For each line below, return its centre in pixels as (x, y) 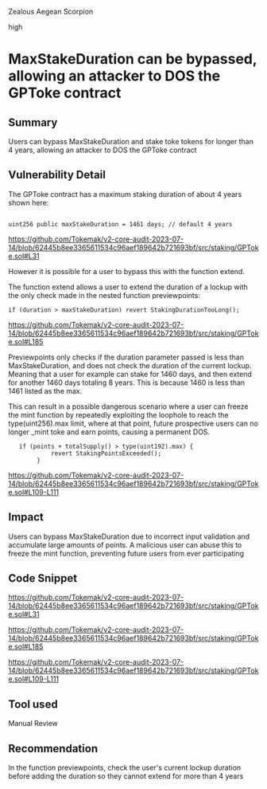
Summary (33, 122)
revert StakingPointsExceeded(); (106, 453)
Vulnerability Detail (57, 175)
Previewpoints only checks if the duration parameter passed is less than (126, 357)
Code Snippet (43, 578)
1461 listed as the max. (45, 391)
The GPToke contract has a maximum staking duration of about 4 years (125, 194)
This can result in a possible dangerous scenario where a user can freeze (128, 406)
